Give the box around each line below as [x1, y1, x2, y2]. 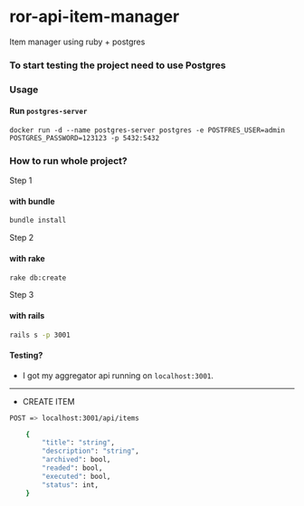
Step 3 [9, 290, 34, 301]
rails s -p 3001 [9, 330, 71, 339]
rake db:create [9, 273, 67, 282]
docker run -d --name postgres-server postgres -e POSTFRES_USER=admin [9, 125, 285, 135]
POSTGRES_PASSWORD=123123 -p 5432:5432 [9, 133, 160, 142]
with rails [9, 310, 45, 321]
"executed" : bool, [42, 472, 111, 481]
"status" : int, [42, 480, 100, 490]
